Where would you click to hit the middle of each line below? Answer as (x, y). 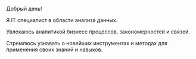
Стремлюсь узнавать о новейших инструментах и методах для (87, 43)
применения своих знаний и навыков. (55, 49)
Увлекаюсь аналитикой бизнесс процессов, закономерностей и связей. (98, 32)
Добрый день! (24, 9)
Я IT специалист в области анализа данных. (62, 20)
